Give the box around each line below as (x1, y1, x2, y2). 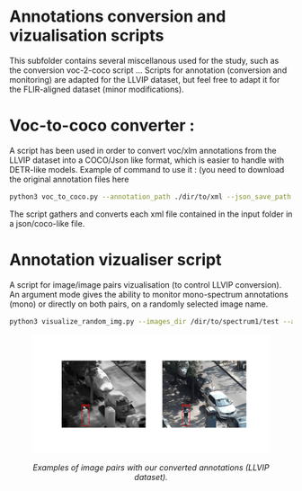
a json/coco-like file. (9, 218, 85, 228)
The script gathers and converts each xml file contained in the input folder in (9, 209, 293, 219)
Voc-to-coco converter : (9, 115, 195, 136)
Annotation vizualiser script (9, 249, 222, 270)
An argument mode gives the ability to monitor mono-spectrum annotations (9, 289, 289, 299)
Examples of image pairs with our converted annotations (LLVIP (32, 461, 270, 473)
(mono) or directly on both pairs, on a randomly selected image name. (9, 299, 269, 309)
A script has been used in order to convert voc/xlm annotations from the (9, 145, 277, 156)
